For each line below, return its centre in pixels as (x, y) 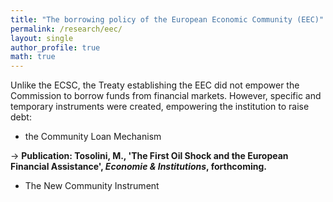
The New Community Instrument (92, 186)
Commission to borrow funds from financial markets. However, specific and (166, 96)
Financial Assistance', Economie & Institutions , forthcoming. (138, 167)
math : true (33, 57)
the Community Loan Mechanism (93, 137)
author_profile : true (55, 47)
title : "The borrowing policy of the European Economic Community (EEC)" (167, 19)
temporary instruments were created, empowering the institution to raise (160, 107)
